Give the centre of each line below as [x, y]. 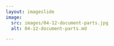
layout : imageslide [30, 12]
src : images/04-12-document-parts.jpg [60, 23]
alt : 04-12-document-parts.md [49, 28]
